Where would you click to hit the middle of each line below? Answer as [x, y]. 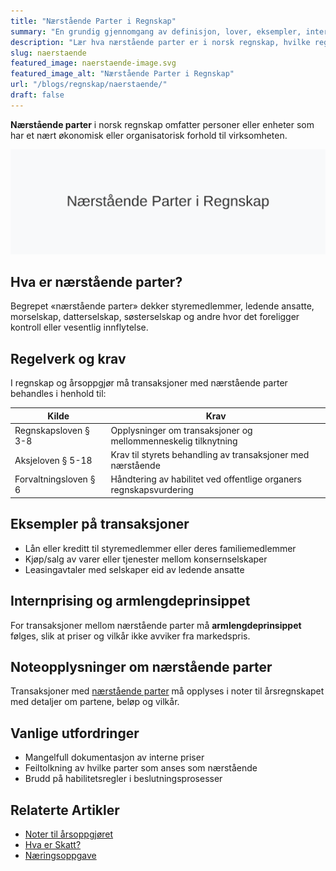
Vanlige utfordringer [75, 733]
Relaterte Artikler [65, 810]
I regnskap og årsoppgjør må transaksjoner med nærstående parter [149, 383]
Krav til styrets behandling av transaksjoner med [210, 455]
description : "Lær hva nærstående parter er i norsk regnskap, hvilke [160, 42]
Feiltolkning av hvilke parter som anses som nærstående [141, 768]
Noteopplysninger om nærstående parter [141, 666]
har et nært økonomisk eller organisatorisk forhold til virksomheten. [149, 135]
